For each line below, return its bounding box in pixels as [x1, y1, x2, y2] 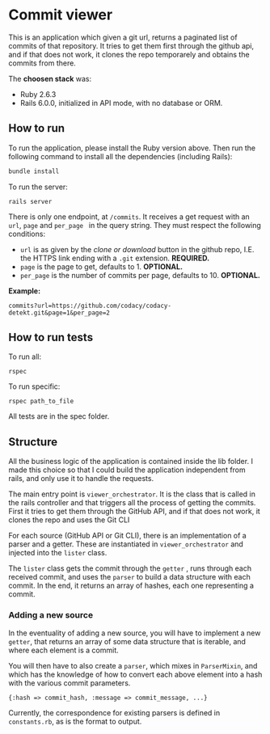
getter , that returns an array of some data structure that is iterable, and [8, 636, 247, 646]
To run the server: [8, 182, 69, 192]
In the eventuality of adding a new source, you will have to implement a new [8, 628, 261, 638]
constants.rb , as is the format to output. [8, 716, 142, 726]
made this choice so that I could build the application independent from [8, 465, 247, 475]
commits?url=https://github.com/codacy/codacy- [8, 302, 172, 310]
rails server [8, 197, 53, 205]
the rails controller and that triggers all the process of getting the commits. [8, 498, 256, 508]
